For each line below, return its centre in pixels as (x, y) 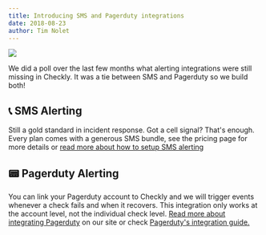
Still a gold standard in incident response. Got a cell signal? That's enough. (131, 130)
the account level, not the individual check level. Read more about (117, 214)
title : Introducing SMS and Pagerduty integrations (96, 16)
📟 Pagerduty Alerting (64, 173)
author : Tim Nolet (39, 30)
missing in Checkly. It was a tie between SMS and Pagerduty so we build (128, 77)
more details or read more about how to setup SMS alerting (106, 147)
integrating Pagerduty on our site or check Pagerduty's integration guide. (129, 222)
